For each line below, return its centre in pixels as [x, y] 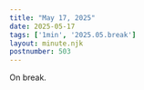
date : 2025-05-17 [42, 26]
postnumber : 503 [40, 52]
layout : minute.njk [46, 43]
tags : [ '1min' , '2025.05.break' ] [73, 35]
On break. [28, 77]
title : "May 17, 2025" [52, 18]
